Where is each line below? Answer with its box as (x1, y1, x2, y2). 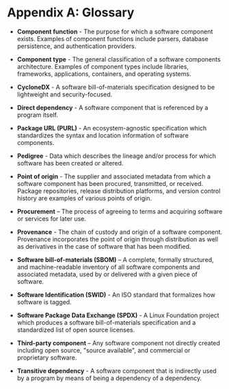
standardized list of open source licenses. (16, 325, 135, 334)
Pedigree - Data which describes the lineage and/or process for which (16, 152, 217, 160)
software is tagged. (16, 297, 72, 306)
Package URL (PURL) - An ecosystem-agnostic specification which (16, 124, 207, 132)
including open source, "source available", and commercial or (16, 346, 191, 354)
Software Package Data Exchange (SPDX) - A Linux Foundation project (16, 311, 220, 319)
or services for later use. (16, 214, 87, 223)
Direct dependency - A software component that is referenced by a (16, 103, 208, 111)
